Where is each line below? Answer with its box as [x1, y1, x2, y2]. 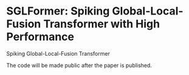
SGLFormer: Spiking [6, 4, 110, 18]
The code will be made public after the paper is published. [6, 62, 152, 69]
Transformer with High [43, 17, 160, 31]
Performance [6, 30, 75, 44]
